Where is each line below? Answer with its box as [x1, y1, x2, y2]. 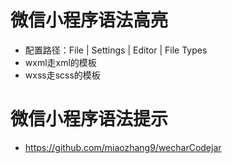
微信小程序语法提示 [10, 108, 169, 131]
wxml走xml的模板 [24, 56, 97, 68]
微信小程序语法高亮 [10, 9, 169, 32]
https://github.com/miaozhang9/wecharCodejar [24, 141, 222, 153]
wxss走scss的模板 [24, 69, 101, 81]
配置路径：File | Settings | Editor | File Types [24, 44, 208, 56]
